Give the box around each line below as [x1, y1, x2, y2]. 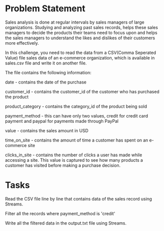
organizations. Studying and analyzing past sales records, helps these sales [5, 24, 158, 30]
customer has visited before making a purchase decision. [5, 162, 121, 168]
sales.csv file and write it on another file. [5, 60, 87, 66]
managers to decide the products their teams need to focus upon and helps [5, 29, 158, 35]
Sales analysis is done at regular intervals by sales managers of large [5, 19, 144, 25]
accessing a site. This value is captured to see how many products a [5, 157, 143, 163]
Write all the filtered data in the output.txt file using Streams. [5, 220, 127, 226]
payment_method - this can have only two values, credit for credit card [5, 113, 148, 118]
